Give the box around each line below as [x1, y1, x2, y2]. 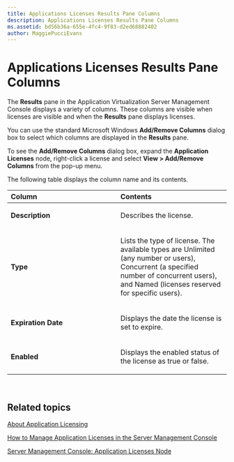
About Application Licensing [7, 420, 88, 428]
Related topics [7, 401, 71, 413]
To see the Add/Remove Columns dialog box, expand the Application [7, 147, 209, 156]
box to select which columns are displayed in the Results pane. [7, 133, 189, 142]
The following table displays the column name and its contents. [7, 175, 189, 184]
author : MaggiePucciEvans [7, 29, 82, 37]
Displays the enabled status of [120, 348, 219, 357]
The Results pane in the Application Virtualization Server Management [7, 98, 210, 106]
